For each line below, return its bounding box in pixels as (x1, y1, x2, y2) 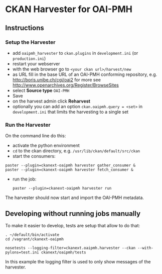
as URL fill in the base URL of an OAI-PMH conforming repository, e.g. (12, 71, 157, 77)
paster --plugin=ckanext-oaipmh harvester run (12, 186, 112, 191)
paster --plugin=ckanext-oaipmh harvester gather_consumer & (5, 163, 136, 168)
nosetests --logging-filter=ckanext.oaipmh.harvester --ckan (5, 245, 136, 250)
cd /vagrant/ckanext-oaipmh (5, 236, 64, 242)
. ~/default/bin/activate (5, 232, 59, 237)
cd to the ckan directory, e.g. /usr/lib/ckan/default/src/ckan (12, 148, 140, 154)
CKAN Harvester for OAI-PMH (5, 4, 133, 15)
